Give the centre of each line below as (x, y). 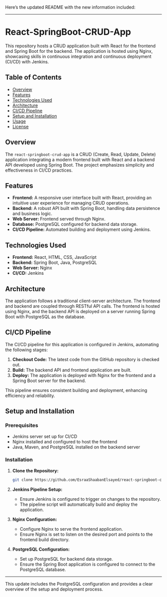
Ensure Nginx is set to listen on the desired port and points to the (86, 534)
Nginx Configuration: (35, 519)
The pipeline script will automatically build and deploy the (79, 504)
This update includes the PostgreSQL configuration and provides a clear (79, 584)
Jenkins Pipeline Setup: (37, 489)
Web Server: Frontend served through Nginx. (59, 219)
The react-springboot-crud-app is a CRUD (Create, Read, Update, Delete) (81, 154)
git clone (23, 480)
